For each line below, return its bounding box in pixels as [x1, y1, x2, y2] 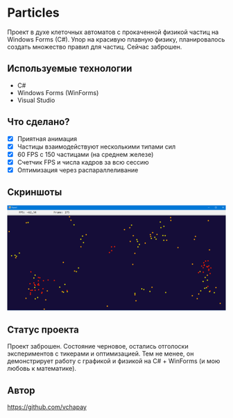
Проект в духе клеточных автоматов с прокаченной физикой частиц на [7, 28, 219, 36]
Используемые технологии [7, 62, 132, 74]
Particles [7, 5, 60, 21]
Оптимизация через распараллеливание [17, 165, 139, 174]
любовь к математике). [7, 365, 77, 373]
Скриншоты [7, 186, 62, 199]
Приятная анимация [17, 134, 78, 143]
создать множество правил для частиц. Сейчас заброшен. [7, 42, 182, 51]
